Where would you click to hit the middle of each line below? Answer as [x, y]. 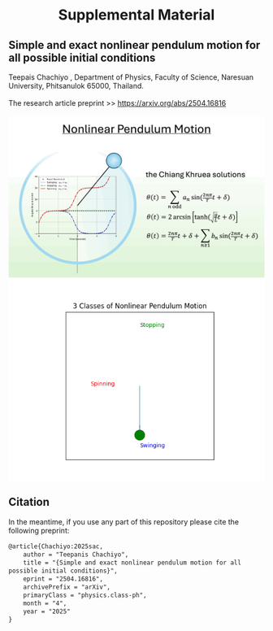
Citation [29, 502]
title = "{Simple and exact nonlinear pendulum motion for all [132, 563]
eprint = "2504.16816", [63, 579]
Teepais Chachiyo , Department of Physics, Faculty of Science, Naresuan [131, 77]
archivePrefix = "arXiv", [67, 587]
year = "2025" [47, 611]
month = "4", [45, 603]
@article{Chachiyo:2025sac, [56, 546]
